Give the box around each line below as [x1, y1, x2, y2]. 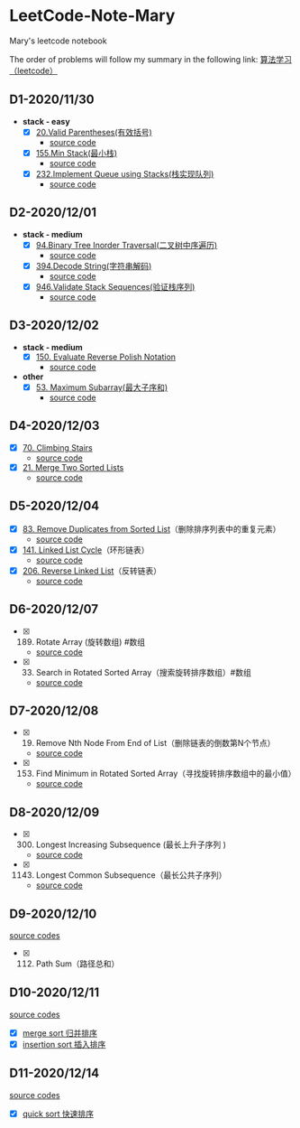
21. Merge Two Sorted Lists [22, 461, 124, 472]
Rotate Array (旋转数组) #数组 [35, 636, 146, 647]
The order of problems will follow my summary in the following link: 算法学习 [9, 53, 293, 64]
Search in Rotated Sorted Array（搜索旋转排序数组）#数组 [35, 667, 252, 677]
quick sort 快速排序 [22, 1108, 95, 1119]
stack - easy [22, 116, 70, 126]
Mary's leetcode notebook [9, 35, 107, 46]
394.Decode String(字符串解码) [35, 260, 152, 271]
